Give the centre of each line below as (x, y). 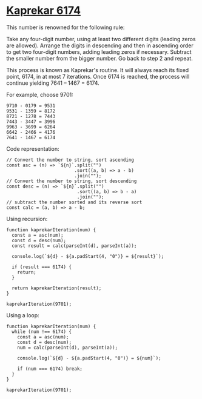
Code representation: (33, 148)
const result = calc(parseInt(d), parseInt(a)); (74, 246)
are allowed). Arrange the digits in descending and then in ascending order (100, 45)
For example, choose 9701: (40, 94)
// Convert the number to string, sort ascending (70, 160)
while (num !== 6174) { (42, 331)
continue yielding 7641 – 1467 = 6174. (53, 83)
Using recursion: (27, 219)
